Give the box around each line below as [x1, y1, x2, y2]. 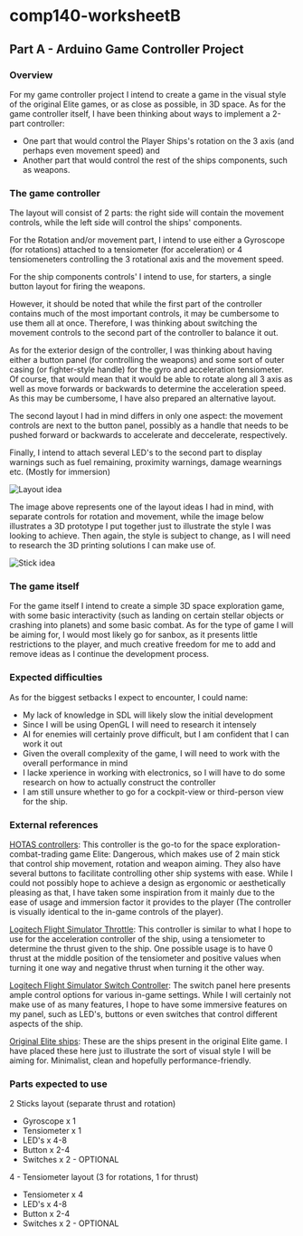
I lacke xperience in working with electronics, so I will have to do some [22, 766, 286, 778]
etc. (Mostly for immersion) [9, 467, 111, 478]
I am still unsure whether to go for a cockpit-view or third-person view [22, 786, 284, 797]
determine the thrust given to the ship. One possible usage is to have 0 [9, 943, 273, 955]
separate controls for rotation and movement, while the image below [9, 511, 264, 522]
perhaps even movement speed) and [22, 145, 160, 156]
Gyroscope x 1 [22, 1116, 77, 1127]
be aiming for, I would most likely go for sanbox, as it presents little [9, 630, 258, 641]
